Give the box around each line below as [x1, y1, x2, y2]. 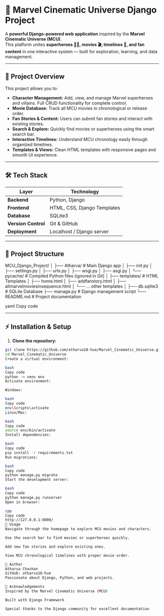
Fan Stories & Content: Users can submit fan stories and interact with [12, 116, 153, 121]
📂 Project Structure [5, 250, 64, 258]
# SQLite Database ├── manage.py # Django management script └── [5, 289, 146, 295]
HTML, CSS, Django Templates [49, 204, 121, 211]
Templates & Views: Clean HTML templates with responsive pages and [12, 146, 156, 153]
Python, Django [49, 196, 85, 203]
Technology [70, 188, 99, 195]
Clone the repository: [12, 338, 57, 344]
